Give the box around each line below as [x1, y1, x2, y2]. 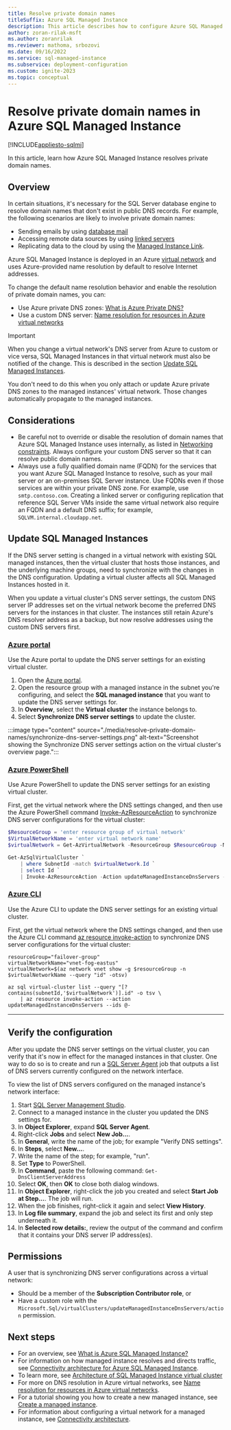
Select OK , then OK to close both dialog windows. [17, 1179, 160, 1188]
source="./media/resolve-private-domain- [77, 726, 196, 735]
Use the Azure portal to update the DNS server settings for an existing [8, 656, 206, 664]
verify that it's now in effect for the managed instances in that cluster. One [8, 1052, 218, 1061]
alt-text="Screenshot [138, 733, 199, 741]
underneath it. [17, 1216, 58, 1224]
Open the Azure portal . [17, 676, 83, 684]
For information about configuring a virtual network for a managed [17, 1408, 205, 1416]
